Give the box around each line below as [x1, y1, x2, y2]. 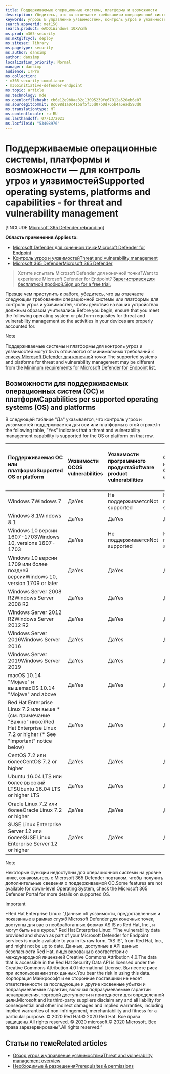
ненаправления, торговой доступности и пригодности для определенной [5, 992, 164, 998]
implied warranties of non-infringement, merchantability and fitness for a [5, 1008, 157, 1014]
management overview [12, 1058, 61, 1064]
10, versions [8, 540, 38, 547]
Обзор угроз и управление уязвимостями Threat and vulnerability [12, 1053, 153, 1059]
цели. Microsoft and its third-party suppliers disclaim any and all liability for [5, 997, 161, 1003]
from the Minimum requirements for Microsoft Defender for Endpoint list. [5, 364, 157, 371]
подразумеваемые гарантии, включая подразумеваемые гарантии [5, 987, 151, 993]
